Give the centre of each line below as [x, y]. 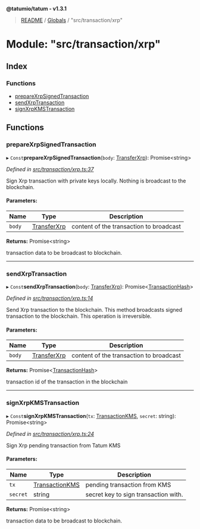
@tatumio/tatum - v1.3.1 [37, 9]
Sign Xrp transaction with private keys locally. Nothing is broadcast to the [96, 181]
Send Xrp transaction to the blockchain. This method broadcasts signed [94, 310]
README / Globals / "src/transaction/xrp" [72, 20]
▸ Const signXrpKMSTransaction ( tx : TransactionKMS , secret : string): [91, 416]
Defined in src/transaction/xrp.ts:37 [50, 169]
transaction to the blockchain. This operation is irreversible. [79, 316]
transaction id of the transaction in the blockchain [67, 382]
